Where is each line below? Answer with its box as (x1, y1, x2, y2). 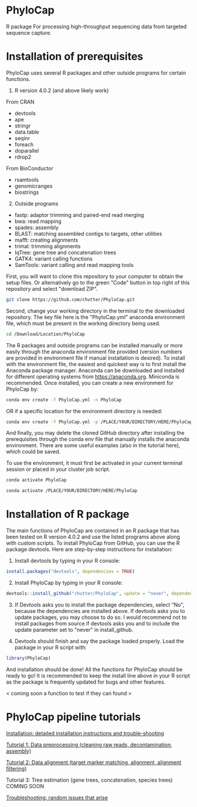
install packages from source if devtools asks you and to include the (14, 620, 180, 627)
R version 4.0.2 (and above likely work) (14, 86, 109, 94)
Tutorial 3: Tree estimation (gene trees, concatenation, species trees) (6, 776, 173, 783)
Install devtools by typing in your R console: (14, 557, 120, 564)
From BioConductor (6, 165, 54, 172)
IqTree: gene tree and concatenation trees (14, 249, 116, 256)
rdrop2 (14, 153, 31, 160)
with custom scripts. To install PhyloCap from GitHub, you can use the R (6, 540, 180, 547)
